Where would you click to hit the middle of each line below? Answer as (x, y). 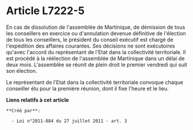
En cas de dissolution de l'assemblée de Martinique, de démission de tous (96, 27)
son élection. (22, 71)
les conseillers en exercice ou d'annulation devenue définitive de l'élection (96, 33)
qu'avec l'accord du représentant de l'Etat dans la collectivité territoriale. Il (96, 52)
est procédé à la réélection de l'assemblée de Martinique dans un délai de (95, 58)
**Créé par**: (23, 111)
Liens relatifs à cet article (38, 100)
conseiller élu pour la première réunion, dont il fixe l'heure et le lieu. (87, 88)
